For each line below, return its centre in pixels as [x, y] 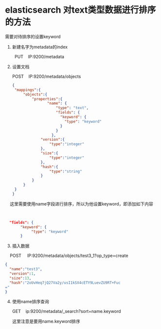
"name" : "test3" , [26, 269]
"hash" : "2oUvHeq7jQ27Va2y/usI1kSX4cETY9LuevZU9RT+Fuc [65, 283]
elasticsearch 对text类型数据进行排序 [80, 10]
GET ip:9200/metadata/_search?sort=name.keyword [66, 311]
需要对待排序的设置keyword [33, 37]
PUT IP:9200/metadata [39, 56]
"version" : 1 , [23, 274]
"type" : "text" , [72, 108]
